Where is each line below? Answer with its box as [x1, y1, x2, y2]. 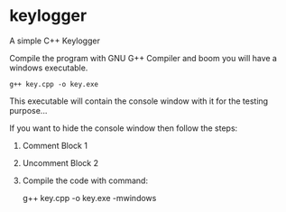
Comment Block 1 [22, 140, 88, 151]
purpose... [9, 105, 48, 115]
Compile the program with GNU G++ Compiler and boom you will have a [9, 52, 278, 63]
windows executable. [9, 62, 88, 73]
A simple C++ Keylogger [9, 35, 101, 46]
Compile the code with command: [22, 175, 149, 186]
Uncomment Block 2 [22, 157, 99, 168]
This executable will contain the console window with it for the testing [9, 96, 269, 106]
